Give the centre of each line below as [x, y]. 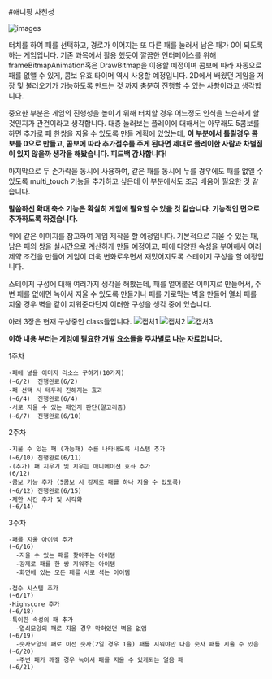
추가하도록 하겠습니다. [43, 219]
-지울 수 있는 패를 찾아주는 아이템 [66, 555]
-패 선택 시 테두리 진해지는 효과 [56, 390]
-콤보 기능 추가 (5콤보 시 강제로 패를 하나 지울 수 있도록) [95, 482]
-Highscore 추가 [34, 604]
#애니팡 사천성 [32, 12]
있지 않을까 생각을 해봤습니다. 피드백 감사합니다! [92, 154]
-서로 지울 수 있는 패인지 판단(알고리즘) [68, 407]
